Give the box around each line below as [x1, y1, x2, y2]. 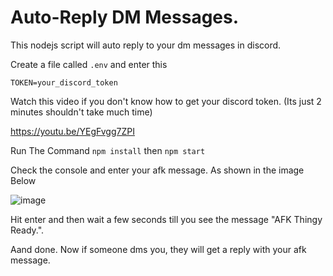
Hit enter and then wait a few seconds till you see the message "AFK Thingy [10, 213, 323, 225]
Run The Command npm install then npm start [10, 144, 206, 156]
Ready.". [10, 224, 45, 236]
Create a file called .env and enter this [10, 58, 168, 70]
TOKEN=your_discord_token [10, 77, 118, 88]
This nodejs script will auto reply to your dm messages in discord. [10, 39, 282, 51]
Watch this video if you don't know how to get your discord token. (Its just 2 [10, 95, 322, 107]
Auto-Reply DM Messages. [10, 6, 240, 29]
